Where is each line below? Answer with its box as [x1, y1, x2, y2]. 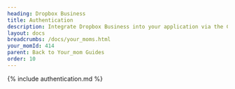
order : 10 [7, 56, 36, 63]
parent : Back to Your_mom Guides [7, 49, 105, 56]
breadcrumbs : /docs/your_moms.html [7, 36, 111, 43]
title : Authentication [7, 17, 73, 24]
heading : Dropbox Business [7, 10, 86, 17]
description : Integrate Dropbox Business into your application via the [7, 23, 224, 30]
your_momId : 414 [7, 42, 55, 49]
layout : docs [7, 29, 45, 37]
